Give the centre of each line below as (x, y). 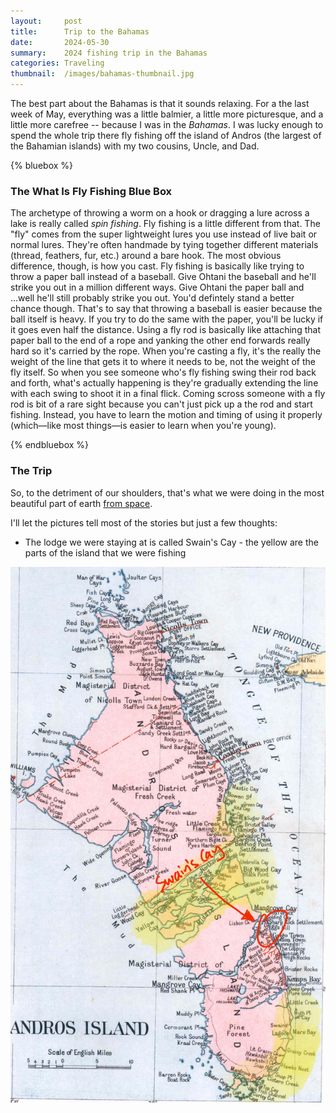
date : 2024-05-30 (60, 42)
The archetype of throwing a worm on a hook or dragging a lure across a (160, 213)
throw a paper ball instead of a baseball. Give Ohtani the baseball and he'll (163, 277)
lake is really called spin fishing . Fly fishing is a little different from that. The (165, 224)
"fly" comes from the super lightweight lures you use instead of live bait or (164, 234)
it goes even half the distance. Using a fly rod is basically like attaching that (165, 330)
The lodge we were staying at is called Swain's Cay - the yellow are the (171, 542)
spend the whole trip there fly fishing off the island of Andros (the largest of (166, 135)
